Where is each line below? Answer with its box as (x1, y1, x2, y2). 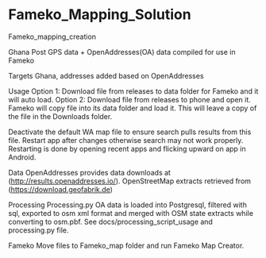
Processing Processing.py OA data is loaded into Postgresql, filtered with (8, 200, 248, 210)
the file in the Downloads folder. (8, 111, 113, 121)
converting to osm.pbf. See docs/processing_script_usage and (8, 217, 213, 226)
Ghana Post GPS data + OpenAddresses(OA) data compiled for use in (8, 47, 236, 56)
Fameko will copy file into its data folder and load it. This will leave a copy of (8, 103, 257, 113)
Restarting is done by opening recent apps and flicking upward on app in (8, 144, 246, 153)
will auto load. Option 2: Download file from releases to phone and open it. (8, 94, 252, 104)
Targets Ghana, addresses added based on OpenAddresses (8, 71, 204, 80)
